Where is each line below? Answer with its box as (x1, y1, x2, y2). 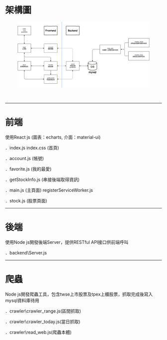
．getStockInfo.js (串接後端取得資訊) (5, 176, 80, 182)
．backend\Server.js (5, 250, 47, 256)
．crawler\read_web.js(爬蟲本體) (5, 329, 72, 335)
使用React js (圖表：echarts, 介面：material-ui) (5, 134, 101, 140)
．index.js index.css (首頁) (5, 145, 60, 151)
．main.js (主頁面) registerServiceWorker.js (5, 187, 93, 193)
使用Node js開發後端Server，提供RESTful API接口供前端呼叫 (5, 239, 129, 245)
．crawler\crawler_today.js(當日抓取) (5, 319, 81, 325)
